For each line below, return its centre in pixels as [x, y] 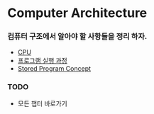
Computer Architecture [77, 13]
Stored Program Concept [54, 69]
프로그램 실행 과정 [42, 61]
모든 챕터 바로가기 [42, 103]
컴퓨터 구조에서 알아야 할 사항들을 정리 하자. [77, 37]
